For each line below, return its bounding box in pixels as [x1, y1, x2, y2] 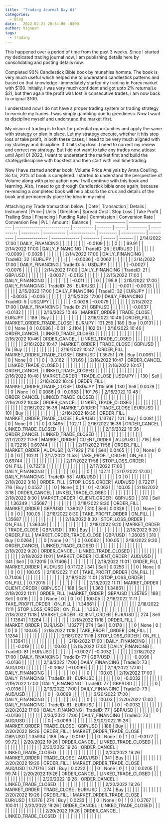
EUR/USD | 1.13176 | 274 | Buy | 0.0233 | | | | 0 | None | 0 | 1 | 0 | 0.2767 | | [5, 797, 157, 803]
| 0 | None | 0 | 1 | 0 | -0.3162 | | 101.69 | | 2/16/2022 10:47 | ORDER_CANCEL [5, 357, 162, 363]
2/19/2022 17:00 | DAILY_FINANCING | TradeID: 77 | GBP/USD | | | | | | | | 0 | [5, 680, 161, 686]
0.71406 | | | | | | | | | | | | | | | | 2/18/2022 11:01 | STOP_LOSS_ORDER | [5, 574, 146, 580]
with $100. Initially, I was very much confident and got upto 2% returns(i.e [5, 85, 157, 91]
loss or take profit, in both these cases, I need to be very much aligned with [5, 136, 160, 142]
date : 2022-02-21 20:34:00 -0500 [5, 21, 79, 26]
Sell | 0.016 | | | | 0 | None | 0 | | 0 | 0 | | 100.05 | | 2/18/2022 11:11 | [5, 595, 141, 601]
